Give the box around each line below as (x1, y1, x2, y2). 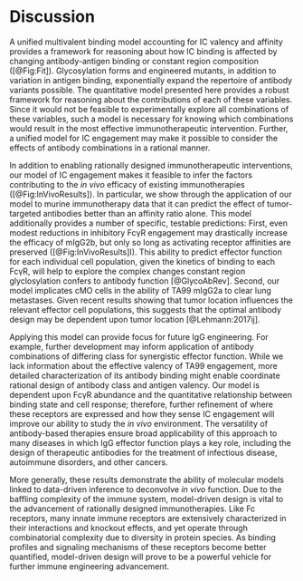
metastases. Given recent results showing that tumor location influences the (9, 295, 294, 305)
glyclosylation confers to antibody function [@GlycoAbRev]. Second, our (9, 275, 280, 286)
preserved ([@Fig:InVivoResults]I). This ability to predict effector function (9, 247, 282, 257)
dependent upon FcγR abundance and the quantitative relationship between (9, 389, 292, 400)
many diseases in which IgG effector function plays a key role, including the (9, 437, 291, 448)
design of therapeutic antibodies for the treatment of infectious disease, (9, 447, 278, 458)
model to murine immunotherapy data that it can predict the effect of (9, 198, 265, 209)
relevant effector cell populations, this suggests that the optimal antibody (9, 304, 282, 315)
